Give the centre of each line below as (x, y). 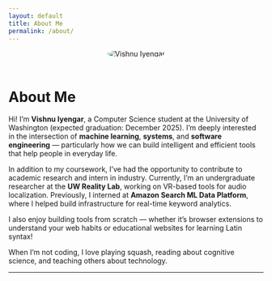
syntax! (21, 236)
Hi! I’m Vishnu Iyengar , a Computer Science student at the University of (129, 119)
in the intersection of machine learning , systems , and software (115, 136)
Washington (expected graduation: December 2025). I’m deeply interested (132, 128)
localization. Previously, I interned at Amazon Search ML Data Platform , (128, 195)
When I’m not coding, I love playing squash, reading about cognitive (121, 253)
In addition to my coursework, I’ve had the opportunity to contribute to (125, 169)
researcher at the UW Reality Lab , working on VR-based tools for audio (127, 186)
